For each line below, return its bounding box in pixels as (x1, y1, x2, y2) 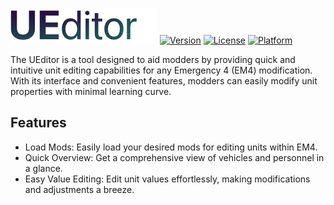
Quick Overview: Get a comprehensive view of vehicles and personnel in (24, 151, 325, 163)
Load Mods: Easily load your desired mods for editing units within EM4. (24, 141, 318, 153)
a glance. (24, 162, 63, 174)
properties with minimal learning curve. (10, 86, 172, 97)
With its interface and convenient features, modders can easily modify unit (10, 75, 318, 87)
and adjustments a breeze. (24, 183, 135, 195)
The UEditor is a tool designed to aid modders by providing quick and (10, 54, 296, 65)
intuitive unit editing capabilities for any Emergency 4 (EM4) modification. (10, 64, 313, 76)
